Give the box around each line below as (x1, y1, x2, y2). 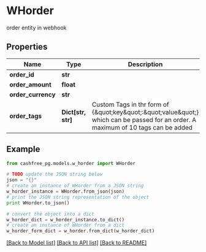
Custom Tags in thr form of (91, 100, 170, 109)
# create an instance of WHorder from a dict (6, 222, 124, 229)
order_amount (9, 80, 52, 89)
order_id (9, 70, 35, 78)
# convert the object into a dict (6, 211, 95, 217)
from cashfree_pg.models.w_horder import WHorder (6, 160, 136, 166)
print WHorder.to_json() (6, 200, 70, 206)
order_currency (9, 90, 56, 99)
